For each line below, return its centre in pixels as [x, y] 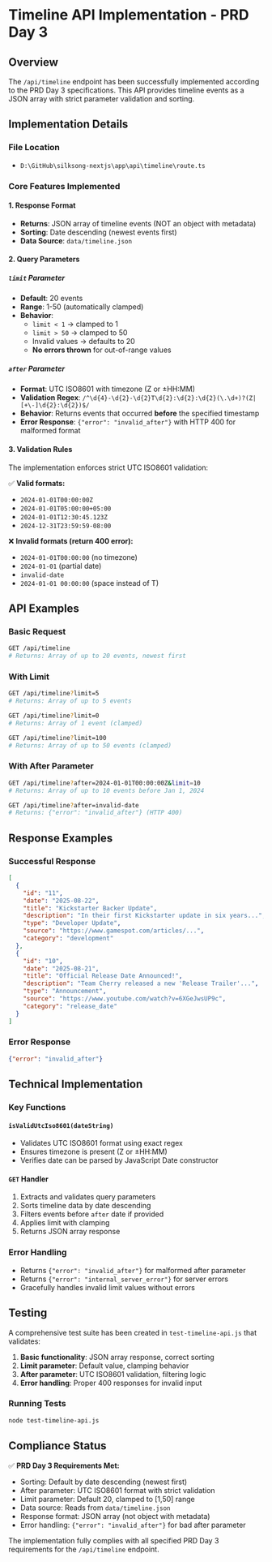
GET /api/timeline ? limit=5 [54, 694]
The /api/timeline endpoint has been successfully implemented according [134, 82]
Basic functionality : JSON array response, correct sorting [117, 1357]
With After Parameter [51, 766]
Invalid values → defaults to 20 [83, 342]
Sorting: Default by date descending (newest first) [104, 1482]
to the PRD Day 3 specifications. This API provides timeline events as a [126, 90]
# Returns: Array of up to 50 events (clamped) [90, 745]
